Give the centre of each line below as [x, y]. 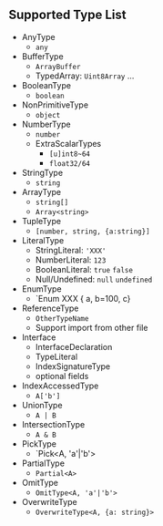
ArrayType [41, 191]
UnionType [42, 405]
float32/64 [69, 163]
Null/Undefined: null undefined [94, 279]
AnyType [38, 36]
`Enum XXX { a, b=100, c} [83, 298]
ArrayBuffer [58, 67]
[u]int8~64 [69, 154]
